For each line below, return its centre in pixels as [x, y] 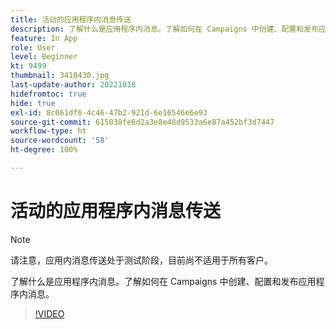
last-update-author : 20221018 [73, 85]
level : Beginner [44, 57]
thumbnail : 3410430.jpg [60, 76]
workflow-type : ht [48, 131]
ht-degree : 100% [44, 150]
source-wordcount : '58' [60, 141]
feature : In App [44, 38]
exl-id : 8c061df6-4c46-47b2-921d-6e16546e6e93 [109, 112]
